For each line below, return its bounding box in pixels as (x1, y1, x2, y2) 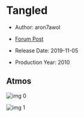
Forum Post (14, 35, 44, 42)
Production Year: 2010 (14, 58, 70, 66)
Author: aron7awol (14, 24, 61, 31)
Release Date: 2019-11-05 (14, 46, 79, 54)
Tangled (6, 4, 48, 17)
